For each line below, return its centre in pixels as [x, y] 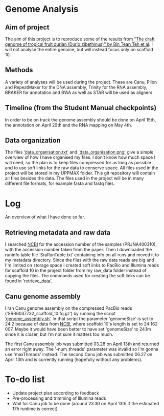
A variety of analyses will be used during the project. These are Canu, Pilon [81, 82]
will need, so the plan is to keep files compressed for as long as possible [78, 163]
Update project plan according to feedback [56, 393]
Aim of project [27, 27]
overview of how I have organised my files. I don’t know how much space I [80, 157]
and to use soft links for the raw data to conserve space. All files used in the [82, 168]
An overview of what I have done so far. [45, 217]
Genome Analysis [42, 9]
